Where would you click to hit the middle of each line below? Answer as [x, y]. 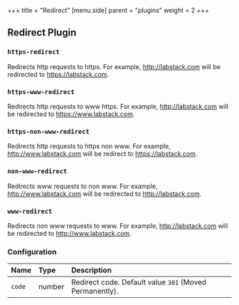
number [51, 286]
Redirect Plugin [42, 32]
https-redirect [34, 52]
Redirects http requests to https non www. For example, [89, 146]
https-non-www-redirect [49, 131]
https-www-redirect [41, 92]
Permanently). [95, 291]
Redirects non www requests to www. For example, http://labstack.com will [118, 226]
